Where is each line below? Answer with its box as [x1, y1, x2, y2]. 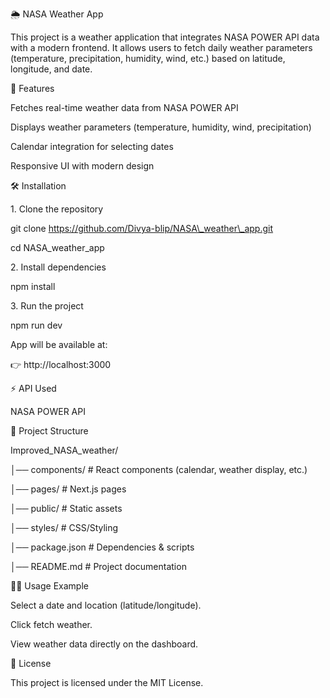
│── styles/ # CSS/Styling [10, 522, 119, 533]
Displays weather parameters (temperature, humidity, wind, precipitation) [10, 121, 312, 133]
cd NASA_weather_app [10, 242, 105, 253]
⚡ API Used [10, 383, 57, 394]
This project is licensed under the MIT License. [10, 677, 204, 688]
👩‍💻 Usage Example [10, 580, 89, 592]
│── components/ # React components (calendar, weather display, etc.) [10, 464, 308, 475]
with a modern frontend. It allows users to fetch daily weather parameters [10, 42, 313, 53]
